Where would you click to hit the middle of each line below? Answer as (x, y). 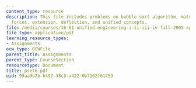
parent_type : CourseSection (40, 60)
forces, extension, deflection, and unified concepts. (79, 22)
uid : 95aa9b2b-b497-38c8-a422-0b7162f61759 (60, 76)
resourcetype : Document (35, 65)
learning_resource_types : (37, 38)
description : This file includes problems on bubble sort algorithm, (92, 17)
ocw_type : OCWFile (28, 49)
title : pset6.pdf (27, 71)
